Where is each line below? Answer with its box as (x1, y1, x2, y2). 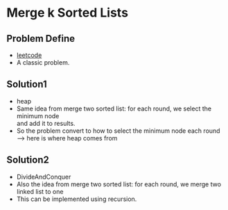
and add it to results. (16, 119, 76, 127)
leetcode (16, 51, 42, 59)
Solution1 (6, 79, 47, 90)
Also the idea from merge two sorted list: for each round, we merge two (16, 179, 222, 188)
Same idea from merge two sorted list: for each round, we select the (16, 104, 212, 113)
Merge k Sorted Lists (6, 5, 129, 21)
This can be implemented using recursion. (16, 195, 137, 203)
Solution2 (6, 154, 49, 166)
